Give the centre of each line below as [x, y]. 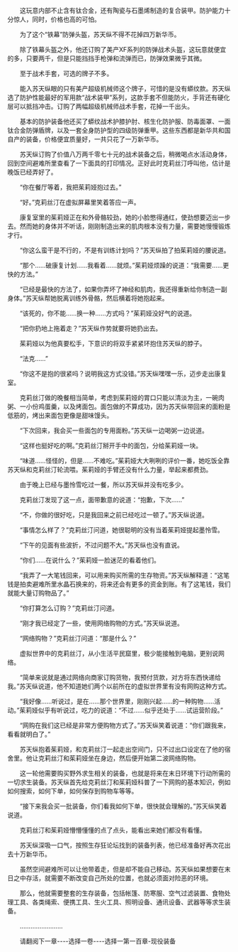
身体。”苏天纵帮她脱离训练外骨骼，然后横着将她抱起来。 [88, 298]
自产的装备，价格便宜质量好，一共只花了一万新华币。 [85, 139]
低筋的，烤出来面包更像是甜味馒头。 [60, 415]
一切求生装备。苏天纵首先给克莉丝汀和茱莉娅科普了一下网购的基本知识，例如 [119, 782]
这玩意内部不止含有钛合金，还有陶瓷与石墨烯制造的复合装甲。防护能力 [122, 10]
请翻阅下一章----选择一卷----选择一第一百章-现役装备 [97, 941]
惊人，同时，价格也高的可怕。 [57, 19]
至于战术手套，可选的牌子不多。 [66, 74]
